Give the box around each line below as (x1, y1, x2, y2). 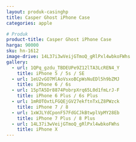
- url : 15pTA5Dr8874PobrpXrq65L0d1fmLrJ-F (11, 87, 120, 94)
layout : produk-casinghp (6, 8, 69, 15)
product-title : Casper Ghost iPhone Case (6, 37, 112, 43)
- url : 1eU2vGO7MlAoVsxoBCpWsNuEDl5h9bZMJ (11, 76, 120, 82)
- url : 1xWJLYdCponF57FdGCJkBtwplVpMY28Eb (11, 109, 120, 115)
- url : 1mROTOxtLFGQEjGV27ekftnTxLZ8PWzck (11, 98, 120, 105)
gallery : (6, 59, 28, 65)
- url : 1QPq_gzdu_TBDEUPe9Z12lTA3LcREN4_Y (11, 65, 120, 71)
